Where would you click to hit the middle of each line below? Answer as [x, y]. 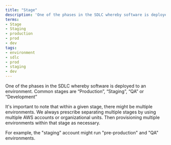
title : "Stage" [21, 10]
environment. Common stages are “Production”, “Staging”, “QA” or [75, 91]
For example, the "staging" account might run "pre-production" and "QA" [82, 133]
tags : [11, 48]
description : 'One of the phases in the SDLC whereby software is [77, 15]
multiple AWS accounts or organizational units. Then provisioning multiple [83, 117]
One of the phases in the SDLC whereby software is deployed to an [76, 86]
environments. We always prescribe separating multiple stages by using [81, 112]
